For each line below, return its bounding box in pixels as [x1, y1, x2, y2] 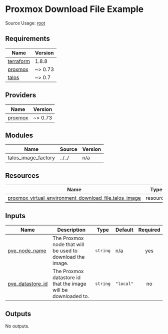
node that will [52, 241, 84, 248]
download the [52, 254, 85, 260]
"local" [115, 281, 134, 287]
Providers [5, 91, 36, 99]
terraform [7, 57, 30, 64]
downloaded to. [52, 293, 89, 300]
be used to [52, 247, 77, 254]
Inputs [5, 211, 26, 220]
